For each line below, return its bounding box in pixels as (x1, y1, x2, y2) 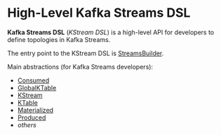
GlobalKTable (17, 83, 57, 92)
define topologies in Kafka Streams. (7, 35, 111, 43)
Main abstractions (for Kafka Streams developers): (7, 62, 153, 71)
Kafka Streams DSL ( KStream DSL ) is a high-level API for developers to (7, 28, 215, 36)
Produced (17, 113, 46, 122)
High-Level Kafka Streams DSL (7, 5, 191, 21)
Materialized (17, 106, 54, 114)
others (17, 120, 36, 129)
